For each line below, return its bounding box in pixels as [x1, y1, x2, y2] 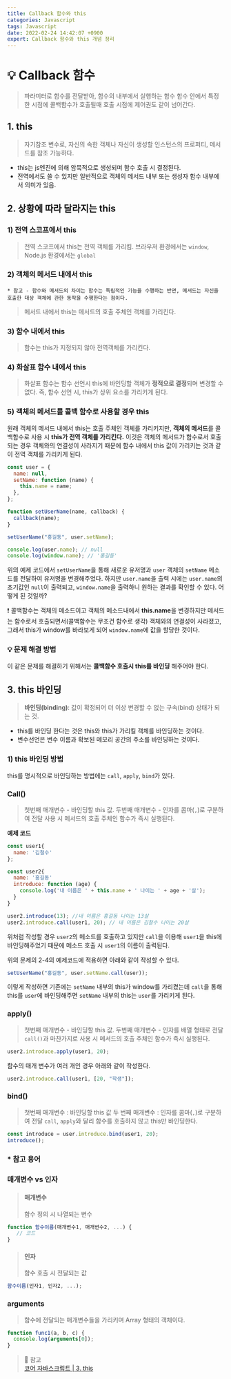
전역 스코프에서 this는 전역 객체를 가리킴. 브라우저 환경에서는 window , [23, 242, 209, 251]
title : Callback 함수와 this [7, 10, 87, 17]
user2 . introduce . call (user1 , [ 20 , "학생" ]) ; [7, 1075, 134, 1082]
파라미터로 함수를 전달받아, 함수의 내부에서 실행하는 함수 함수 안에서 [23, 92, 207, 100]
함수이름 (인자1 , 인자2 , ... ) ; [7, 1282, 83, 1290]
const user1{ [7, 842, 45, 849]
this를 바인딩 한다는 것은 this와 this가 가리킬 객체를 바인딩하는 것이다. [17, 726, 205, 735]
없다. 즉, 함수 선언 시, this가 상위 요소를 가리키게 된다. [23, 388, 168, 396]
